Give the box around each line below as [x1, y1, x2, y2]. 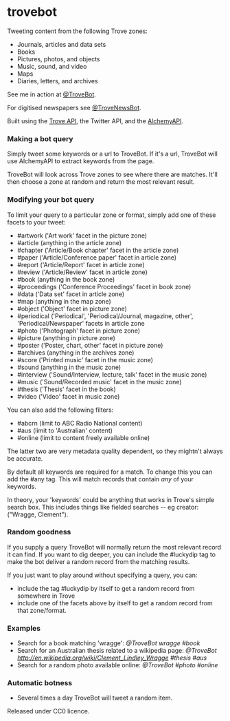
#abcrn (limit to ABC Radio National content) [16, 419, 143, 427]
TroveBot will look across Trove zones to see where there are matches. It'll [7, 170, 218, 179]
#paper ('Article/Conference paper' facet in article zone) [16, 253, 177, 262]
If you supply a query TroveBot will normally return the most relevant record [7, 543, 222, 551]
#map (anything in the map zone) [16, 297, 111, 305]
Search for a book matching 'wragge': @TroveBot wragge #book [16, 639, 200, 647]
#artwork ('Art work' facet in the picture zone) [16, 231, 148, 240]
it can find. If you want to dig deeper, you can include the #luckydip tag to [7, 550, 216, 558]
